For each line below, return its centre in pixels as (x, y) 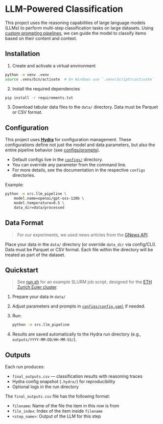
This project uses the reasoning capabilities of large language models (75, 23)
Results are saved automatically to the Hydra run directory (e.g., (77, 334)
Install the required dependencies (46, 89)
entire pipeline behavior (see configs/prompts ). (53, 150)
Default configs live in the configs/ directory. (58, 160)
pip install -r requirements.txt (39, 98)
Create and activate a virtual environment (54, 65)
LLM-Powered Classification (64, 9)
